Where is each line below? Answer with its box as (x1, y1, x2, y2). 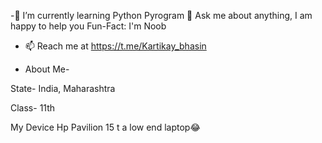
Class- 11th (10, 102, 56, 114)
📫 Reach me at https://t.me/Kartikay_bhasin (24, 40, 207, 52)
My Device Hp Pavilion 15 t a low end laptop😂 (10, 121, 201, 133)
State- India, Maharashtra (10, 83, 116, 94)
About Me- (24, 63, 70, 75)
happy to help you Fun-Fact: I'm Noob (10, 20, 167, 32)
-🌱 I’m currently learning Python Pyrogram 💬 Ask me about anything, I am (10, 10, 313, 21)
